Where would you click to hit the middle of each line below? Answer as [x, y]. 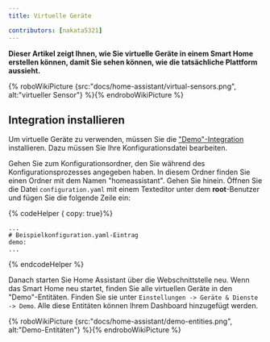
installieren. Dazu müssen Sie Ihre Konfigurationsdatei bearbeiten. [118, 148]
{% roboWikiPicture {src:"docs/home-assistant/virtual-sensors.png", [122, 86]
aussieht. [25, 70]
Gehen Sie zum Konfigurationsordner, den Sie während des [107, 164]
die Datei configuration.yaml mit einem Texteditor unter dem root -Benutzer [134, 190]
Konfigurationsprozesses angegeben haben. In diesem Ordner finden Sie [129, 172]
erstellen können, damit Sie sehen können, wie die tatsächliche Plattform [133, 62]
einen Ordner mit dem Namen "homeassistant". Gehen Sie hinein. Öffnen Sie [135, 181]
